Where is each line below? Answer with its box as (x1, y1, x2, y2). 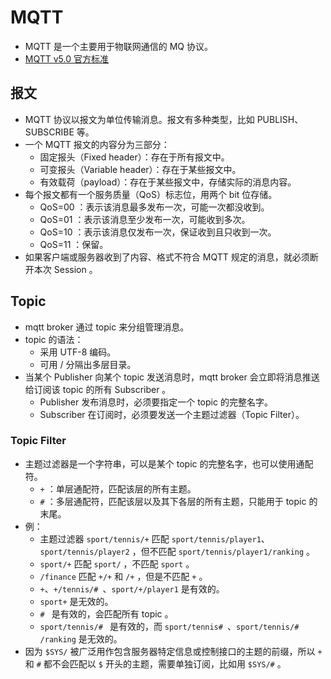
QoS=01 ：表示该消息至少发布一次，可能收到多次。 (39, 213, 251, 225)
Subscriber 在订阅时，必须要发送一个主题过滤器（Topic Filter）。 (39, 408, 305, 420)
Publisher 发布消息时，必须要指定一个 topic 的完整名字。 (39, 396, 273, 408)
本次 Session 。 (33, 263, 98, 275)
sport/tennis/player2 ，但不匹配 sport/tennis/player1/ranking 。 (39, 545, 316, 557)
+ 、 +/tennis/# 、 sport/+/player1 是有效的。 (39, 582, 225, 595)
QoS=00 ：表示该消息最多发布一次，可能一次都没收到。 (39, 201, 270, 213)
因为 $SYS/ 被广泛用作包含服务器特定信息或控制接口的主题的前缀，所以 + (24, 645, 323, 657)
